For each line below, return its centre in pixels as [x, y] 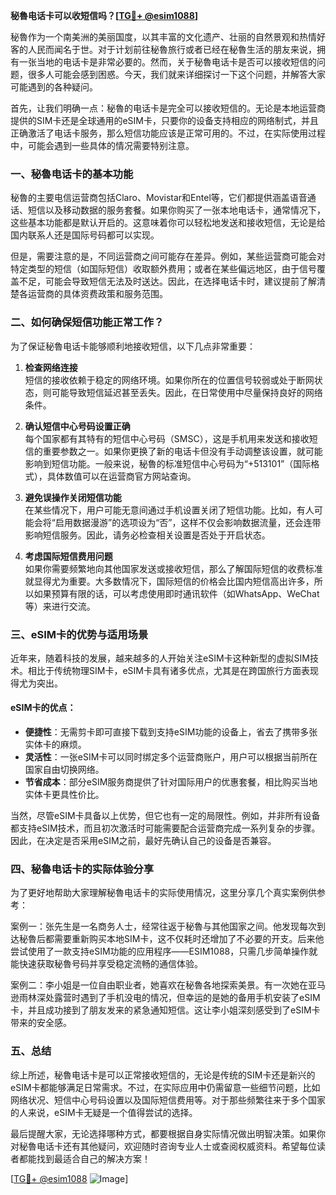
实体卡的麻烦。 [55, 745]
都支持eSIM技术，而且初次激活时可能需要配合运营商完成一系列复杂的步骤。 [165, 828]
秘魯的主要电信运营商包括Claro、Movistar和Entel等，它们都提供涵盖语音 [159, 198]
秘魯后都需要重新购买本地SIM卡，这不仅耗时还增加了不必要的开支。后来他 [171, 939]
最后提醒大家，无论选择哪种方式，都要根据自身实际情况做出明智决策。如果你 [168, 1133]
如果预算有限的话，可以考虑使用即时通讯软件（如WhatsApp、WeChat [176, 593]
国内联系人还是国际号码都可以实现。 [85, 235]
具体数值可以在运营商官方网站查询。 [121, 476]
